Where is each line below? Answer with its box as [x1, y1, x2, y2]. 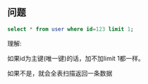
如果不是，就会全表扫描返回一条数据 [7, 69, 113, 77]
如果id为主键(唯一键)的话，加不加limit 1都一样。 [7, 54, 144, 62]
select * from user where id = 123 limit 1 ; [7, 25, 134, 33]
